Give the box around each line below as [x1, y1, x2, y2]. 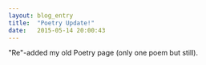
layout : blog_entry [8, 11, 74, 20]
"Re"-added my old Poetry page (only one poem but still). [8, 48, 199, 58]
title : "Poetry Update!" [8, 19, 95, 27]
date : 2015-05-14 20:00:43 [8, 26, 106, 34]
